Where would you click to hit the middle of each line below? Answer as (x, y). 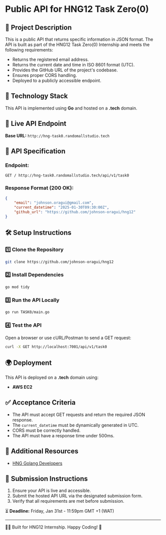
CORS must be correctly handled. (46, 430)
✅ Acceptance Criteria (40, 403)
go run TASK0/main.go (27, 312)
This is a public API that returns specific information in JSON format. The (79, 39)
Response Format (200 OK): (40, 188)
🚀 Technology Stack (37, 96)
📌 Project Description (39, 28)
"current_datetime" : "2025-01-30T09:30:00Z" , (62, 208)
